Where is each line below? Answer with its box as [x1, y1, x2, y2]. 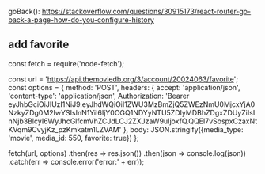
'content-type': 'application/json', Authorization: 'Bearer [8, 91, 190, 100]
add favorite [8, 38, 70, 51]
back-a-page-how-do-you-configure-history [8, 15, 154, 25]
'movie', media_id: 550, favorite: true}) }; [8, 133, 140, 142]
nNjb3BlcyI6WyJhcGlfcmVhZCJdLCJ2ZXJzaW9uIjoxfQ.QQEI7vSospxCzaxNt [8, 116, 258, 126]
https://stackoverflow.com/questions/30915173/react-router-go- [41, 7, 252, 16]
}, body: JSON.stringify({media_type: [123, 124, 244, 134]
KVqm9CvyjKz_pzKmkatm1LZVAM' [8, 124, 122, 134]
